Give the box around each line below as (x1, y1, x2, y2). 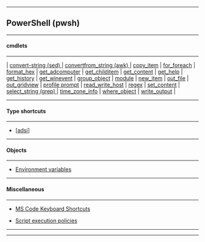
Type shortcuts (6, 107, 46, 115)
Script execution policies (15, 217, 77, 224)
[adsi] (15, 127, 31, 134)
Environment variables (15, 166, 72, 173)
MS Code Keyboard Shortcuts (15, 205, 90, 212)
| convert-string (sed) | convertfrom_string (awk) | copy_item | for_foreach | (6, 62, 196, 69)
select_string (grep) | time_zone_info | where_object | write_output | (6, 88, 176, 95)
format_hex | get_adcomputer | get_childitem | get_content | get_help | (6, 68, 183, 75)
